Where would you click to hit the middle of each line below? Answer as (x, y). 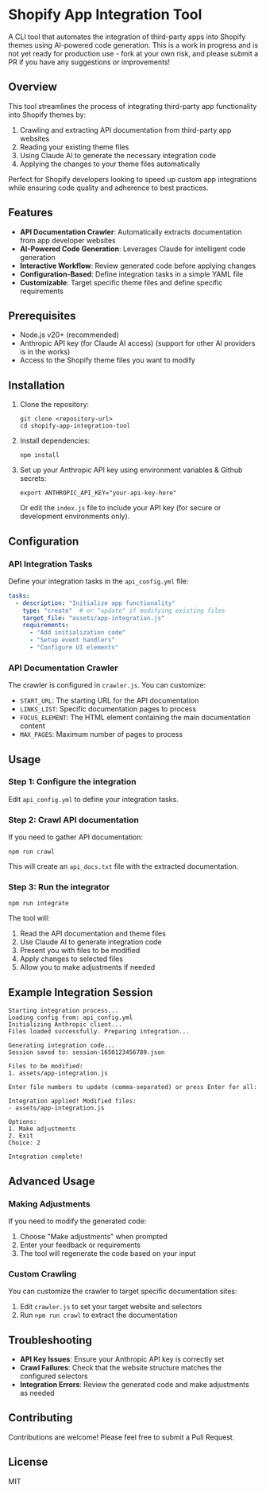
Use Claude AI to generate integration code (91, 942)
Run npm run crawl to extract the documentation (99, 1315)
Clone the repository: (54, 405)
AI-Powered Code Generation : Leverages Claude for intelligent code (133, 249)
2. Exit (21, 1136)
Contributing (40, 1418)
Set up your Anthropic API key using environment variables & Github (131, 470)
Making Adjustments (49, 1203)
